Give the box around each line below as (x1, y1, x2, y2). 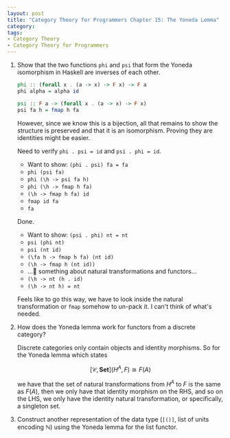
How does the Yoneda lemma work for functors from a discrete (16, 323, 196, 331)
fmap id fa (27, 198, 59, 205)
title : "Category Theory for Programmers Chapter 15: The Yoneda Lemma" (7, 16, 220, 23)
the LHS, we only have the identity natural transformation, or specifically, (16, 394, 223, 402)
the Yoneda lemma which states (16, 351, 108, 359)
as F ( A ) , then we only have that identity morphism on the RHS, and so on (16, 387, 223, 395)
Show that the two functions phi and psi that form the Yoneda (16, 61, 193, 69)
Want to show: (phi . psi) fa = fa (27, 160, 128, 168)
